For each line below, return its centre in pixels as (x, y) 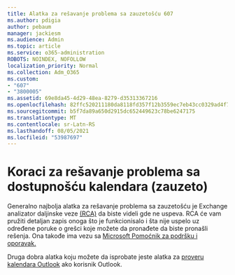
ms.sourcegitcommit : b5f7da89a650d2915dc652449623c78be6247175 (101, 111)
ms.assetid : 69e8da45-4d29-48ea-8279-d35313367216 (83, 99)
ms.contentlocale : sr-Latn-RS (51, 124)
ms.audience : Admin (36, 40)
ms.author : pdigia (34, 20)
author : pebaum (29, 27)
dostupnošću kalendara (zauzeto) (108, 187)
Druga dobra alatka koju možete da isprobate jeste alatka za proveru (106, 257)
